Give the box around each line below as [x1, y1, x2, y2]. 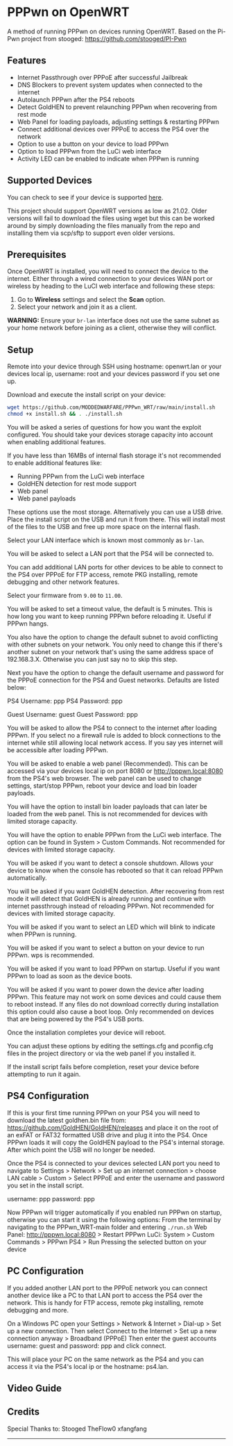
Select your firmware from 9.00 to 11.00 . [7, 591, 123, 599]
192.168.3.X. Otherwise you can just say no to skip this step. [7, 655, 178, 663]
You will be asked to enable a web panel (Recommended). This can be [7, 759, 208, 767]
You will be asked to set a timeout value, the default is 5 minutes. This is [7, 604, 213, 612]
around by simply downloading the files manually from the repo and [7, 221, 200, 229]
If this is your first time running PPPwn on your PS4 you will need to [7, 1108, 200, 1116]
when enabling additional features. [7, 437, 106, 446]
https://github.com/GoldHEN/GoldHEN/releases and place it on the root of [7, 1123, 218, 1132]
